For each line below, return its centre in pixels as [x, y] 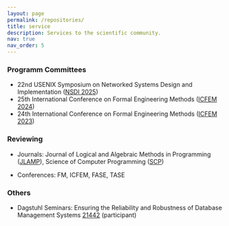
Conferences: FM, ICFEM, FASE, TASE [71, 175]
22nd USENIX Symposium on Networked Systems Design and [105, 85]
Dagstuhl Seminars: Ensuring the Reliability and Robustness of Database [119, 207]
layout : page [26, 13]
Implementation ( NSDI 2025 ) [57, 92]
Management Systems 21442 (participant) [77, 215]
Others [19, 192]
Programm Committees [47, 70]
